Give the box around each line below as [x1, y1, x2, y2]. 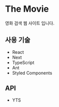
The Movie [5, 3, 49, 15]
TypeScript [12, 60, 35, 65]
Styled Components [12, 70, 53, 76]
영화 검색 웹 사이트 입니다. [5, 20, 55, 26]
